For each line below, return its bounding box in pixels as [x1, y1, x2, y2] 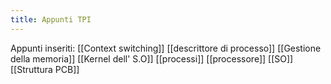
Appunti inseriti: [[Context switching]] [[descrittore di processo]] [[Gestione [10, 42, 322, 54]
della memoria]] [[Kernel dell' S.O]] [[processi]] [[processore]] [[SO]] [10, 52, 294, 65]
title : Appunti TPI [10, 14, 92, 25]
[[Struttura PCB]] [10, 63, 80, 75]
